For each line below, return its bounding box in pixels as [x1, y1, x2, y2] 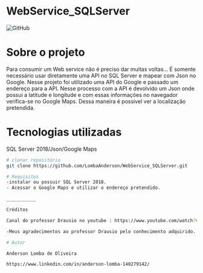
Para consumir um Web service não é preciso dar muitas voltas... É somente [6, 65, 196, 73]
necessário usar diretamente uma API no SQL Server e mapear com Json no [6, 71, 196, 79]
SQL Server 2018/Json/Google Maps [6, 145, 97, 153]
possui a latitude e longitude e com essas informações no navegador [6, 91, 178, 98]
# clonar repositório [6, 157, 61, 163]
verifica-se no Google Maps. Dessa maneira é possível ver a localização [6, 97, 186, 105]
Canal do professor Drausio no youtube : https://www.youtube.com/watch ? [6, 217, 196, 223]
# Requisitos [6, 174, 39, 180]
